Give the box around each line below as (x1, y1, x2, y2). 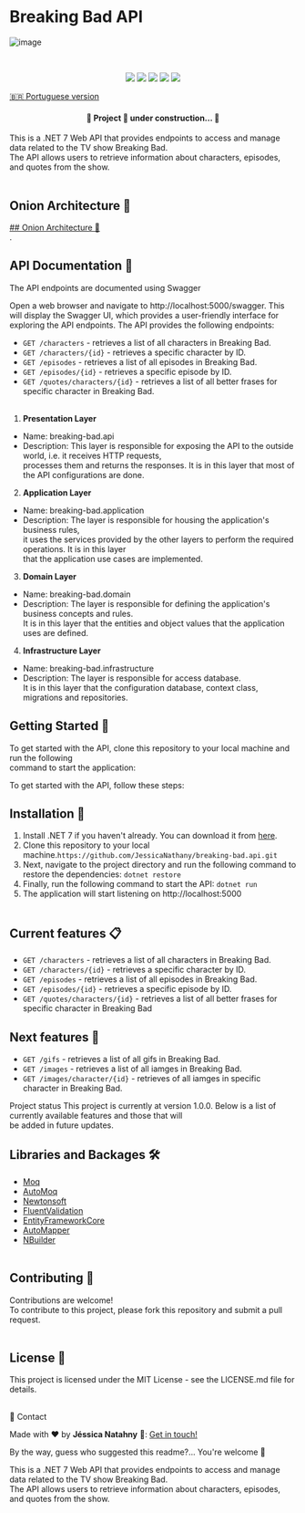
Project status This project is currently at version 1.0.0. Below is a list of (9, 1101, 277, 1111)
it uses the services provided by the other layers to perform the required (22, 534, 294, 545)
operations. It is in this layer (22, 543, 127, 554)
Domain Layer (22, 570, 77, 581)
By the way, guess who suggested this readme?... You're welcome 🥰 (9, 1446, 266, 1457)
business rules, (22, 524, 80, 535)
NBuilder (22, 1234, 56, 1245)
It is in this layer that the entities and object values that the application (22, 618, 285, 629)
